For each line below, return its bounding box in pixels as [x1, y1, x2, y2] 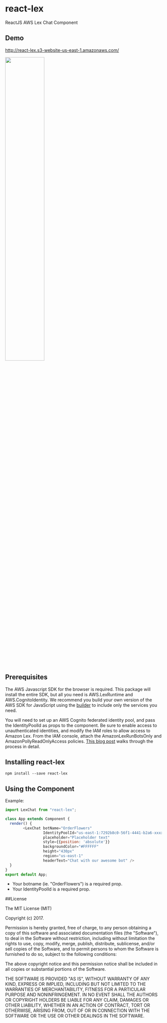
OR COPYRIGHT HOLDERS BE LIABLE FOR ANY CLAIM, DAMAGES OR [5, 997, 149, 1003]
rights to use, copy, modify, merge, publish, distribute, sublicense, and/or [5, 941, 155, 947]
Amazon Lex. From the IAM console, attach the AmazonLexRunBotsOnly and [5, 733, 162, 739]
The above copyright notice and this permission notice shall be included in [5, 961, 158, 967]
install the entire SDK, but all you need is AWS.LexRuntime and [5, 691, 133, 697]
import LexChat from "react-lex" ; [5, 807, 77, 812]
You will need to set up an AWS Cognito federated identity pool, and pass [5, 717, 156, 723]
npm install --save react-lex [5, 771, 68, 776]
